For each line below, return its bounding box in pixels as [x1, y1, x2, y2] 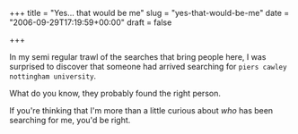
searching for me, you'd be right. [9, 115, 131, 125]
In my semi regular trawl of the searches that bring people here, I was [9, 52, 267, 62]
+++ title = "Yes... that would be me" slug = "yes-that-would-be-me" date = [9, 8, 290, 18]
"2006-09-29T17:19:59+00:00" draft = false [9, 17, 172, 28]
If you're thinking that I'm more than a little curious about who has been [9, 105, 274, 115]
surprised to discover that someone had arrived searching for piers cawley [9, 62, 287, 71]
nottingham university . [9, 71, 97, 81]
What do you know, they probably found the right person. [9, 88, 222, 98]
